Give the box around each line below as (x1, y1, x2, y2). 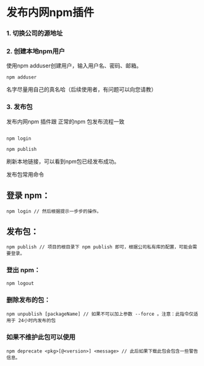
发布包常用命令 (6, 170, 44, 178)
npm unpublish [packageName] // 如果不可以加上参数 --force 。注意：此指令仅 (6, 311, 194, 317)
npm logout (6, 280, 34, 286)
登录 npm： (6, 191, 50, 201)
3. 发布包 (6, 102, 33, 111)
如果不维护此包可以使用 (6, 332, 75, 341)
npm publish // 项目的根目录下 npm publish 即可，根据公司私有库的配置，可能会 (6, 244, 193, 250)
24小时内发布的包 (18, 317, 56, 324)
